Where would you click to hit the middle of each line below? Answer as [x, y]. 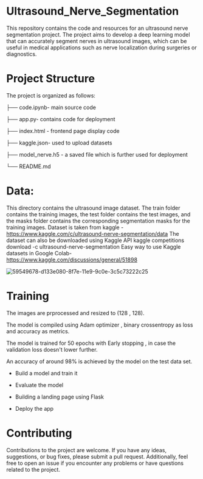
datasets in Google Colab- [39, 253]
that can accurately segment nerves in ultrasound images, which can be [97, 41]
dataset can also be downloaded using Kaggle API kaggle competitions [95, 240]
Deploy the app [34, 408]
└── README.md [29, 166]
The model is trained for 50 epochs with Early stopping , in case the [91, 343]
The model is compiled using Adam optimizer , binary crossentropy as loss [100, 325]
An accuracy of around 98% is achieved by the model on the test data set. [99, 361]
